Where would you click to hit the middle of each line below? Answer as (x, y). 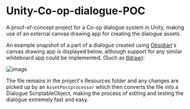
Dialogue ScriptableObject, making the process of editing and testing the (95, 93)
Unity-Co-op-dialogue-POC (76, 11)
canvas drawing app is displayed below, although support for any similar (94, 51)
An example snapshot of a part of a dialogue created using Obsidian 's (91, 45)
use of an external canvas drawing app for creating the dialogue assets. (94, 33)
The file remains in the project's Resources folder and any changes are (92, 81)
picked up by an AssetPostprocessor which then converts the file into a (92, 86)
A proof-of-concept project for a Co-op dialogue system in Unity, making (95, 27)
